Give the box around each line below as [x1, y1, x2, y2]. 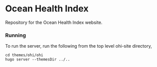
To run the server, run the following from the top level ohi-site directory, [5, 43, 152, 49]
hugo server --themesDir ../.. [5, 57, 70, 62]
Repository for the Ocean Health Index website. [5, 19, 103, 25]
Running [5, 32, 26, 39]
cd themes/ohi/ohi [5, 53, 43, 58]
